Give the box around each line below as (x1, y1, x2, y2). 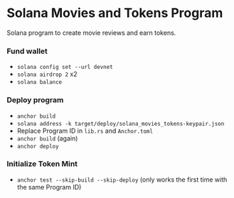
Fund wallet (6, 46, 48, 56)
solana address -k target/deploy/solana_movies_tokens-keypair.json (16, 120, 225, 127)
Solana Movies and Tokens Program (6, 5, 223, 21)
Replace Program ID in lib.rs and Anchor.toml (16, 126, 154, 135)
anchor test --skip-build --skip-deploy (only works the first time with (16, 175, 228, 184)
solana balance (16, 79, 63, 86)
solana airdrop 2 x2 (16, 70, 78, 79)
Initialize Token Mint (6, 159, 78, 169)
